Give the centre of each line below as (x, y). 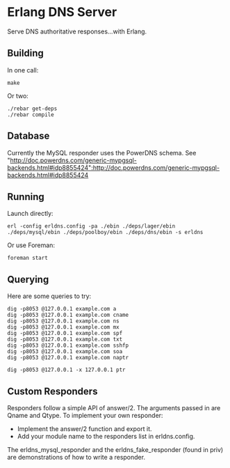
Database (28, 136)
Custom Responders (52, 391)
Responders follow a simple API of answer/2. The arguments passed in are (114, 408)
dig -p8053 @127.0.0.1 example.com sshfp (68, 345)
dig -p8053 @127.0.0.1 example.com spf (65, 334)
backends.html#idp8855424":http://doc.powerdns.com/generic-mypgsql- (114, 167)
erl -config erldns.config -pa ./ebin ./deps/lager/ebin (91, 226)
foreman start (28, 258)
